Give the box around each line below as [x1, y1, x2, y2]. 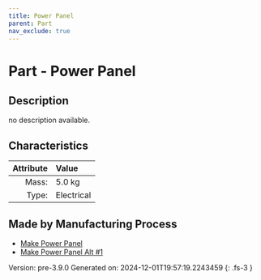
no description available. [8, 115, 91, 125]
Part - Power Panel [8, 62, 136, 80]
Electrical [55, 189, 92, 201]
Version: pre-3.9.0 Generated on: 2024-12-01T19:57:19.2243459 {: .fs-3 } [8, 263, 254, 272]
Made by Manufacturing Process [8, 217, 178, 231]
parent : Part [8, 19, 53, 28]
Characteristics [8, 138, 89, 152]
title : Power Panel [8, 11, 75, 20]
